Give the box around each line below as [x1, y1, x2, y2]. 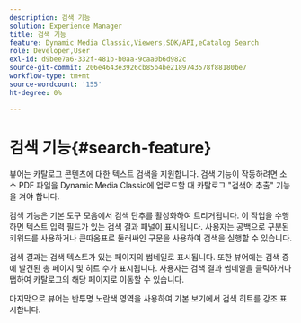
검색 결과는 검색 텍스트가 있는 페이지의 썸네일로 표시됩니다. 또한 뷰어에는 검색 [9, 252, 280, 263]
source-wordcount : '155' [9, 80, 102, 89]
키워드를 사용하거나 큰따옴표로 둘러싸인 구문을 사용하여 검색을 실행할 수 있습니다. [9, 232, 293, 243]
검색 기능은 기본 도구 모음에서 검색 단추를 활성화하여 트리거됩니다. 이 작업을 [9, 210, 273, 221]
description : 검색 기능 [9, 13, 91, 22]
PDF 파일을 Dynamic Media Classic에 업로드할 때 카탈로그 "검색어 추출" [18, 180, 274, 191]
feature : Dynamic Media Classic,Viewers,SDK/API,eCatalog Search [9, 38, 259, 48]
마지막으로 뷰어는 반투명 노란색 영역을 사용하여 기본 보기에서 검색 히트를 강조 [9, 293, 279, 304]
